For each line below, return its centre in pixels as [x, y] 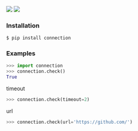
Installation [23, 25]
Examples [21, 53]
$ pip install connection [38, 38]
